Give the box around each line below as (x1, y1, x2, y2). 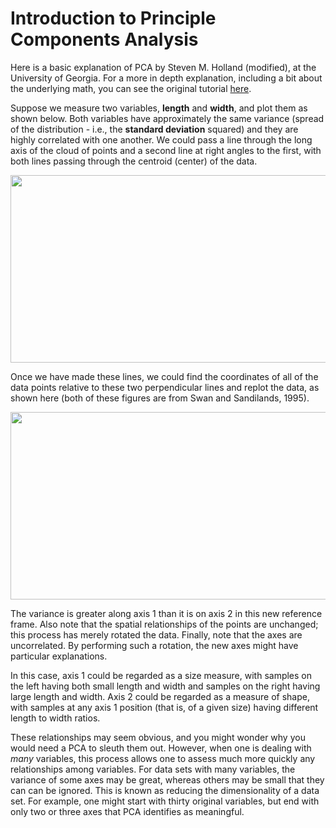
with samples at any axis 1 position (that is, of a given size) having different (10, 701, 319, 713)
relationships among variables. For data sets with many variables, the (10, 763, 296, 775)
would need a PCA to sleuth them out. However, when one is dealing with (10, 742, 312, 754)
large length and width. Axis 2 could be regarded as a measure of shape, (10, 690, 310, 702)
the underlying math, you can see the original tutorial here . (10, 82, 252, 94)
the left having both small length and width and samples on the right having (10, 680, 321, 692)
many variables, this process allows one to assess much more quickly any (10, 752, 316, 764)
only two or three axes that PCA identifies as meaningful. (10, 805, 245, 817)
